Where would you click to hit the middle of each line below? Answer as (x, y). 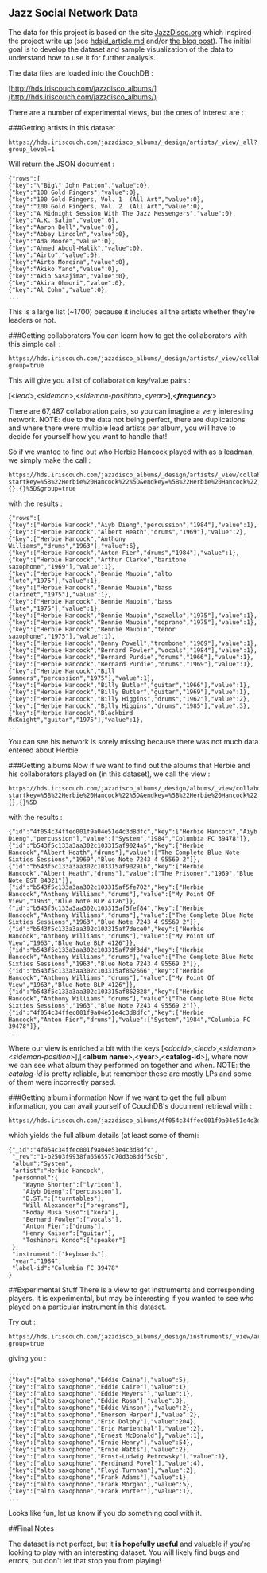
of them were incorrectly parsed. (62, 1082)
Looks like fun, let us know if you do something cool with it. (105, 1513)
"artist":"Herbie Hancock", (58, 1171)
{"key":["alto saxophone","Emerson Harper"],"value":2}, (104, 1415)
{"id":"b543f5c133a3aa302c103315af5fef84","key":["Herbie (106, 908)
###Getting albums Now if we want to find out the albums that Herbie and (129, 765)
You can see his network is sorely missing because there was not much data (133, 741)
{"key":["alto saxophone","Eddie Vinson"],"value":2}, (101, 1408)
